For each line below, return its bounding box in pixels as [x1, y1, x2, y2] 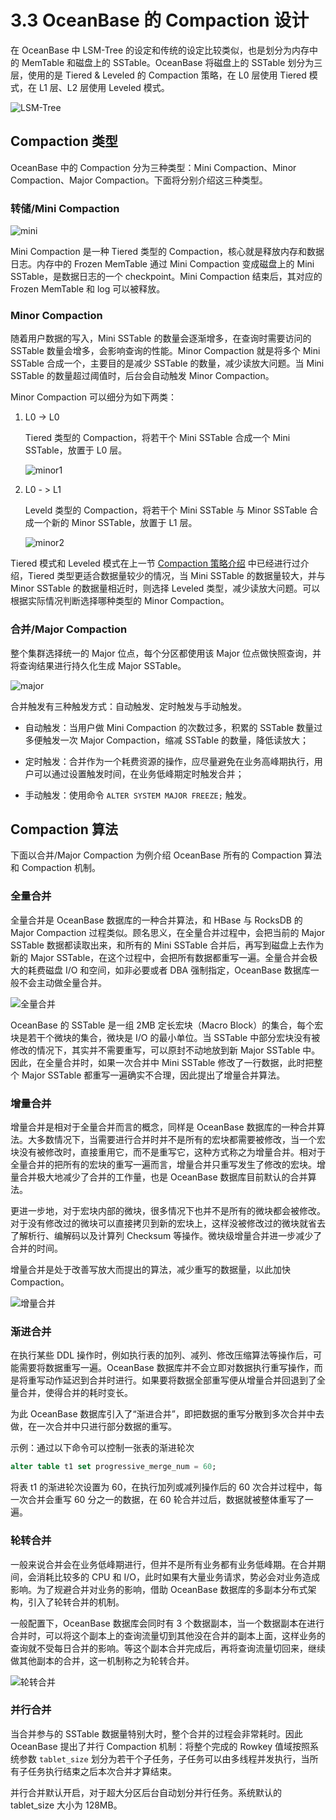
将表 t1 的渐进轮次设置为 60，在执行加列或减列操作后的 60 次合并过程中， [10, 1481, 314, 1493]
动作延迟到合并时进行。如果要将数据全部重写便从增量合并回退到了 [44, 1374, 317, 1386]
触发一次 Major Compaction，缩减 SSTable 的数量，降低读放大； [42, 734, 310, 746]
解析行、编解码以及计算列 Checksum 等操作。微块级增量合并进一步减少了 [18, 1230, 323, 1242]
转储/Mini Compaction [10, 201, 120, 215]
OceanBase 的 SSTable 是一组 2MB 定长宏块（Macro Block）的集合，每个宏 [10, 1019, 324, 1031]
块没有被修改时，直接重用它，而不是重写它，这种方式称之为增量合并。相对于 [10, 1146, 326, 1158]
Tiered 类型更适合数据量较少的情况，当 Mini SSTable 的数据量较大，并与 [27, 570, 326, 582]
